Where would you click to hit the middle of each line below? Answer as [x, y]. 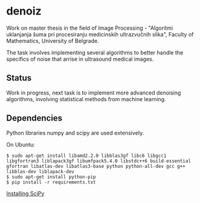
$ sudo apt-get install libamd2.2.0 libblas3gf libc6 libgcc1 [86, 156]
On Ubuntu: [21, 144]
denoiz [24, 11]
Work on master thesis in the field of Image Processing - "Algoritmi [90, 28]
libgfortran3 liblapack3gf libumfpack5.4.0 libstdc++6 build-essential [98, 161]
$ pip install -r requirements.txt [51, 182]
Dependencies [34, 118]
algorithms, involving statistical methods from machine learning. [86, 99]
